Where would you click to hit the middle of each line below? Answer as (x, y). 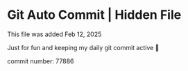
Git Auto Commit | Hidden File (94, 15)
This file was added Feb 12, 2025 (54, 34)
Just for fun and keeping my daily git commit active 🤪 (83, 47)
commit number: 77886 (41, 61)
